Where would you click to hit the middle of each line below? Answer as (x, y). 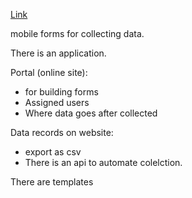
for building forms (61, 92)
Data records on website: (62, 132)
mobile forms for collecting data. (77, 33)
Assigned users (57, 102)
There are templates (52, 182)
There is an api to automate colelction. (103, 162)
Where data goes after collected (91, 113)
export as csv (53, 152)
